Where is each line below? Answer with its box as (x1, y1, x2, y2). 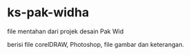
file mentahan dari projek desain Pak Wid (7, 27, 124, 35)
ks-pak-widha (7, 5, 90, 20)
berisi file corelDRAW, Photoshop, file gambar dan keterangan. (7, 40, 185, 48)
